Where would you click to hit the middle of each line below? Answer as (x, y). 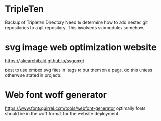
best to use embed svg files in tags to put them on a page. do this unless (79, 70)
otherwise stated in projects (33, 75)
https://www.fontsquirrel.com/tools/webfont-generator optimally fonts (75, 108)
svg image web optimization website (81, 47)
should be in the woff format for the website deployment (62, 113)
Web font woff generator (56, 95)
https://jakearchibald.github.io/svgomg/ (45, 60)
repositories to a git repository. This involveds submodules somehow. (75, 27)
